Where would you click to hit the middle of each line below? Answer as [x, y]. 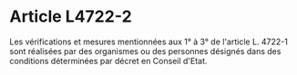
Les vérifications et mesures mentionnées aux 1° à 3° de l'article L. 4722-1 [149, 42]
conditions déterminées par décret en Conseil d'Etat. [108, 61]
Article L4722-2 [71, 17]
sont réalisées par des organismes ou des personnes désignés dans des [145, 51]
